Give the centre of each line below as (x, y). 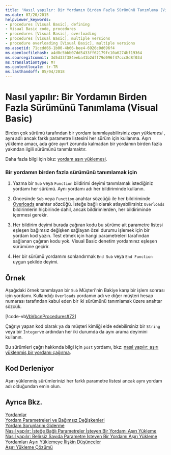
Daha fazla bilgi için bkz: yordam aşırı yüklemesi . (56, 159)
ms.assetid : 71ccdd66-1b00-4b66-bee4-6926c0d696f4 (60, 48)
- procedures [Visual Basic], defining (48, 24)
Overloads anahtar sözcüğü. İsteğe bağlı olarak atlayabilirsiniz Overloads (89, 204)
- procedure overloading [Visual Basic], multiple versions (70, 43)
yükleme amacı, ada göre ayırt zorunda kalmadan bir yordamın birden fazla (84, 143)
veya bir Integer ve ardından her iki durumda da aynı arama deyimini (76, 332)
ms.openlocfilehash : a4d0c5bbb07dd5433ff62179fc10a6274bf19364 (74, 53)
